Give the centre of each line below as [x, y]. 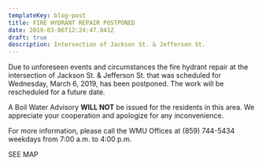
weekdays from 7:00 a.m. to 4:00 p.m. [70, 139]
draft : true [28, 37]
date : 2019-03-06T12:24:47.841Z [61, 30]
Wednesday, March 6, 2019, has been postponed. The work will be [116, 84]
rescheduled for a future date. [57, 92]
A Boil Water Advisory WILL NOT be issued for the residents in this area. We [131, 108]
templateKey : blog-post [47, 15]
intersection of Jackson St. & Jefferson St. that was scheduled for [115, 75]
